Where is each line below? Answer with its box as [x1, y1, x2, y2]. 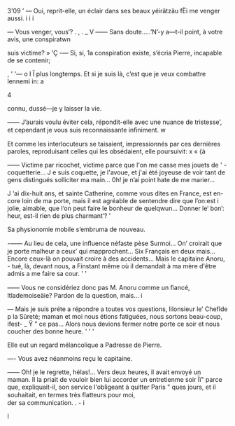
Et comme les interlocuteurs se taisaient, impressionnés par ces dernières [7, 140, 221, 148]
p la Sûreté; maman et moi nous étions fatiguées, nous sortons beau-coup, [7, 312, 222, 320]
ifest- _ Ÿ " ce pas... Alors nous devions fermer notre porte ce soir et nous [7, 319, 220, 328]
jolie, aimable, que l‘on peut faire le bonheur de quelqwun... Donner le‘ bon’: [7, 204, 225, 212]
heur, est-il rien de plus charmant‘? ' [7, 212, 111, 220]
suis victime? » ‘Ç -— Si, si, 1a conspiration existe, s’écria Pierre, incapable [7, 49, 222, 57]
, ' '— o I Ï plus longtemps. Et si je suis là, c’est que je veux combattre [7, 70, 206, 78]
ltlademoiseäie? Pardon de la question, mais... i [7, 291, 143, 299]
